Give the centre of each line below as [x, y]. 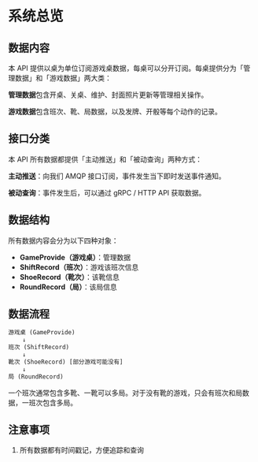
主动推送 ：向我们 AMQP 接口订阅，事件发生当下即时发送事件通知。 [117, 176]
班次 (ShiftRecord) [39, 348]
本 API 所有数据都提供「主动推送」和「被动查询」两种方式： [105, 159]
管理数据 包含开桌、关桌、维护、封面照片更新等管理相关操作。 [108, 95]
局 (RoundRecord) [36, 376]
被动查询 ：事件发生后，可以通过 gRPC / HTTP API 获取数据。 [107, 192]
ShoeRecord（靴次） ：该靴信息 [69, 277]
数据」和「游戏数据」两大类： [63, 78]
